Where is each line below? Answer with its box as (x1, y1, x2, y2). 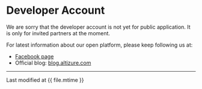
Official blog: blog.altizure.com (14, 59, 91, 66)
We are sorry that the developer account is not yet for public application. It (6, 23, 191, 30)
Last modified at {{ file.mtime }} (6, 76, 84, 84)
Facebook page (14, 53, 54, 60)
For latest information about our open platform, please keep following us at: (6, 41, 193, 48)
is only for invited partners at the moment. (6, 29, 110, 36)
